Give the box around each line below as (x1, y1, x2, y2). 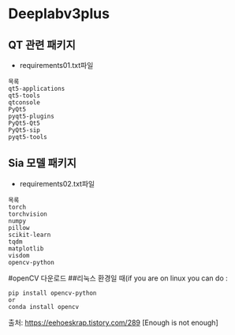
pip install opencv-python (8, 289, 97, 297)
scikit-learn (8, 231, 51, 239)
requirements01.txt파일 (19, 61, 94, 70)
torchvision (8, 210, 47, 218)
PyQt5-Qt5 (8, 119, 41, 127)
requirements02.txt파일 (19, 179, 95, 188)
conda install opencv (8, 303, 80, 311)
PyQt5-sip (8, 126, 41, 134)
